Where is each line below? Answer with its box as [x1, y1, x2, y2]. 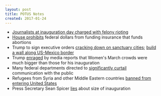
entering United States [12, 81, 57, 86]
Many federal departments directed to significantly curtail [12, 65, 127, 71]
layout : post [5, 7, 31, 12]
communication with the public [12, 70, 74, 76]
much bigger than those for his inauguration [12, 60, 100, 66]
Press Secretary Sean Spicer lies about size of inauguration [12, 85, 131, 92]
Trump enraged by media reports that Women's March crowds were [12, 55, 147, 61]
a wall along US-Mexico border [12, 50, 74, 55]
